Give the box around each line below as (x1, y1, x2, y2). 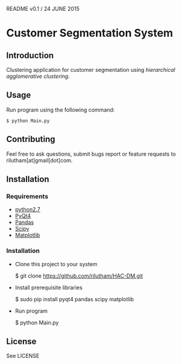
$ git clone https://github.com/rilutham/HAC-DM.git (14, 272, 143, 279)
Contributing (6, 134, 55, 144)
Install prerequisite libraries (14, 284, 83, 291)
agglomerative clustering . (6, 72, 71, 80)
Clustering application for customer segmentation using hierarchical (6, 66, 176, 73)
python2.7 (14, 206, 40, 213)
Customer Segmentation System (6, 27, 174, 40)
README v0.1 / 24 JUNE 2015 (6, 5, 80, 12)
